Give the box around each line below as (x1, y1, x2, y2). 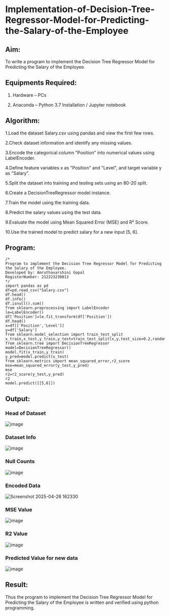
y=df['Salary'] (5, 328, 37, 333)
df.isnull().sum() (5, 301, 44, 306)
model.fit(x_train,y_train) (5, 350, 65, 355)
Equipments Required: (5, 78, 77, 87)
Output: (5, 394, 30, 403)
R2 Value (5, 530, 28, 537)
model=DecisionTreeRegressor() (5, 345, 71, 350)
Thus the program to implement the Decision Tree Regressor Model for (5, 594, 153, 600)
